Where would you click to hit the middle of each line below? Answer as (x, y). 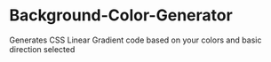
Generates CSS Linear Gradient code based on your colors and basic (135, 40)
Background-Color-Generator (121, 15)
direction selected (42, 49)
